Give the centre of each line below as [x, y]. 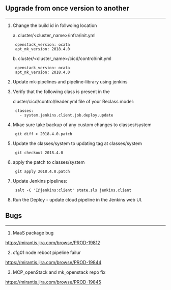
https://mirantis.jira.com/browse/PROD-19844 [53, 262]
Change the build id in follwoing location [55, 25]
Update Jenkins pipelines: [40, 181]
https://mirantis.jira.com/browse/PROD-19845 [53, 282]
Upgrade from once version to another [67, 8]
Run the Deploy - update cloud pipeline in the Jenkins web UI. [77, 199]
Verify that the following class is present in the [61, 92]
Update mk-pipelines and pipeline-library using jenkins [70, 81]
